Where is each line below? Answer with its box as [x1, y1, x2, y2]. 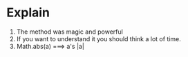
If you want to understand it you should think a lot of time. [16, 34, 181, 43]
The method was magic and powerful [16, 27, 124, 36]
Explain [6, 5, 50, 21]
